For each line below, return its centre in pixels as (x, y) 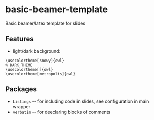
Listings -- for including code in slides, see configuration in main (81, 101)
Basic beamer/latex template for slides (45, 23)
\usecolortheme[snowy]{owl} (35, 61)
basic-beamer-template (56, 9)
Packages (21, 89)
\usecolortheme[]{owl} (29, 69)
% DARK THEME (19, 65)
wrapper (21, 106)
